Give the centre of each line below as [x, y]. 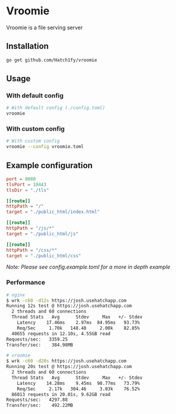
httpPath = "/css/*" [32, 250]
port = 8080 [21, 179]
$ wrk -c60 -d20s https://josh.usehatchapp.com [67, 361]
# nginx [16, 295]
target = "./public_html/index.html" [53, 212]
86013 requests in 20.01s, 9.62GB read [61, 394]
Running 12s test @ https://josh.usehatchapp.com [69, 306]
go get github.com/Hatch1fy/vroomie [52, 60]
